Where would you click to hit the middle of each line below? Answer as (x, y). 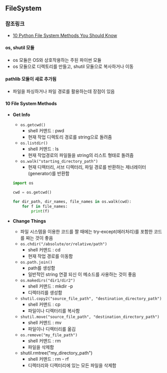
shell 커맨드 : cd (44, 249)
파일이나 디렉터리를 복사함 (54, 311)
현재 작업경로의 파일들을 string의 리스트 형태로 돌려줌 (81, 155)
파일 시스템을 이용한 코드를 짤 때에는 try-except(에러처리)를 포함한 (86, 231)
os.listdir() (34, 143)
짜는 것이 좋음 (39, 238)
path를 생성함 (41, 268)
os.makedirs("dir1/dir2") (48, 281)
